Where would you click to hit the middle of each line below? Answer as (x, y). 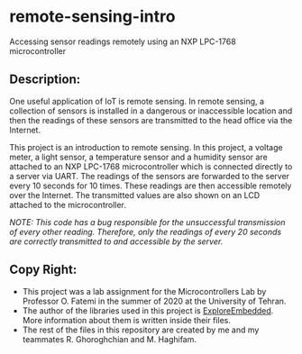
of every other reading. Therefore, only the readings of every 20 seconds (146, 231)
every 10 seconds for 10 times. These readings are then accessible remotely (151, 186)
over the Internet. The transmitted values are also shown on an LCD (135, 195)
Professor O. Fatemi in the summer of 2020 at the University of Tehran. (154, 301)
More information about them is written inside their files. (127, 320)
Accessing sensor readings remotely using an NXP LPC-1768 (123, 41)
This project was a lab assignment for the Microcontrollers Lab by (144, 291)
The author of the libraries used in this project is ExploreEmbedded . (148, 310)
